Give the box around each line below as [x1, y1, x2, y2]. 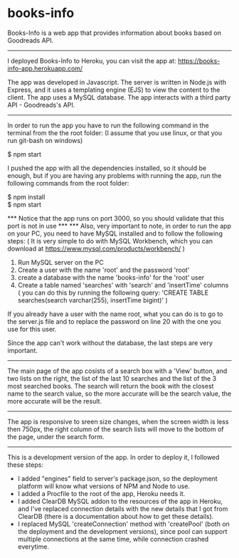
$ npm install [7, 192, 46, 201]
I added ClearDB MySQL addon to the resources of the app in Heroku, [17, 497, 223, 505]
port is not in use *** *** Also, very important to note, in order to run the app [7, 221, 231, 230]
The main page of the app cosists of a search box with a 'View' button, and [7, 367, 228, 375]
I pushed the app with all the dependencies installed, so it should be [7, 164, 207, 172]
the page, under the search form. [7, 432, 105, 441]
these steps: [7, 460, 44, 469]
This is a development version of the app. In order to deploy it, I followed [7, 453, 220, 461]
